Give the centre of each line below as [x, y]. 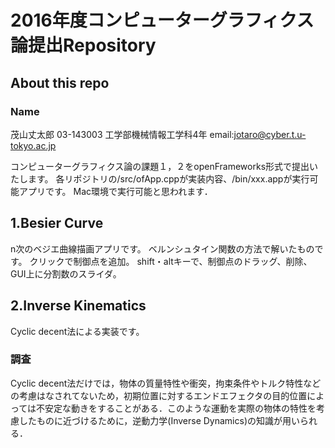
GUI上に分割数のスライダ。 [66, 273]
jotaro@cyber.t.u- [270, 134]
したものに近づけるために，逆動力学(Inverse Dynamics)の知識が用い [159, 420]
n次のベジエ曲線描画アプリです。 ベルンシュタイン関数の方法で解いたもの [162, 248]
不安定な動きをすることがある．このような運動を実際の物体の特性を [176, 408]
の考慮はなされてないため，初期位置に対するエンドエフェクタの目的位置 [159, 395]
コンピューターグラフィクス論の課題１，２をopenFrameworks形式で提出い [164, 166]
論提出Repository [83, 45]
